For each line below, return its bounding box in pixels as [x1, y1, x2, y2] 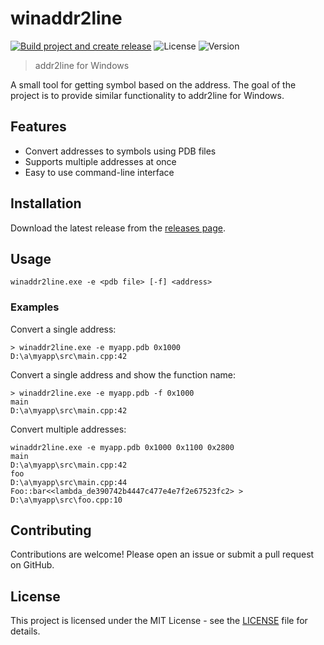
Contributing [10, 522, 92, 539]
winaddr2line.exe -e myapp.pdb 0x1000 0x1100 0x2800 [10, 442, 235, 452]
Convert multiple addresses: [10, 423, 127, 435]
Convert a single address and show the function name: [10, 368, 237, 381]
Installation [10, 195, 82, 212]
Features [10, 118, 67, 136]
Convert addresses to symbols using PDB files [24, 145, 217, 157]
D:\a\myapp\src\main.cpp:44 [10, 477, 128, 487]
